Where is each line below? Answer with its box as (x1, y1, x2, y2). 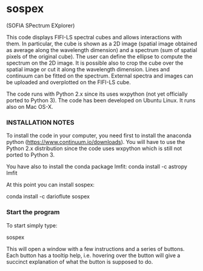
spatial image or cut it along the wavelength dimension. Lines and (6, 65, 170, 73)
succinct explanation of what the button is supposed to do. (6, 258, 153, 265)
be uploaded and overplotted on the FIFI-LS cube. (6, 78, 131, 86)
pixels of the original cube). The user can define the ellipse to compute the (6, 53, 193, 60)
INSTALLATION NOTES (6, 118, 75, 126)
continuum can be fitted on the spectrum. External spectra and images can (6, 72, 194, 79)
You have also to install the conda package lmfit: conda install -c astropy (6, 163, 188, 171)
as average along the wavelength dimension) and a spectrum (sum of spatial (6, 46, 198, 53)
